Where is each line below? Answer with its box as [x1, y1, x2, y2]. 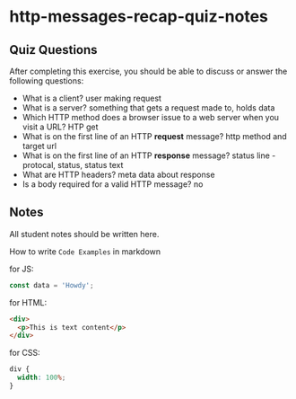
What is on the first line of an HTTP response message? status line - [22, 150, 276, 161]
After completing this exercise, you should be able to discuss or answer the [9, 66, 288, 76]
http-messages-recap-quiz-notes [9, 6, 269, 27]
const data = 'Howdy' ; [9, 280, 94, 289]
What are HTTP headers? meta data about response [22, 169, 215, 180]
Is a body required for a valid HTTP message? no [22, 179, 204, 190]
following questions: [9, 75, 84, 86]
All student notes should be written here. [9, 228, 160, 239]
